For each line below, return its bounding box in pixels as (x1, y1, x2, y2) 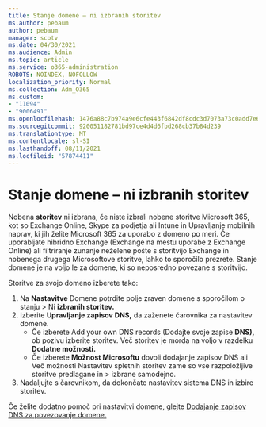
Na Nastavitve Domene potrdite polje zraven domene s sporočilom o (19, 294, 245, 303)
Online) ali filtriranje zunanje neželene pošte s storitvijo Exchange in (8, 246, 230, 256)
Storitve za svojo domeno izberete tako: (8, 279, 139, 288)
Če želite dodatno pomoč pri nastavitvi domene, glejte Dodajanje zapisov (8, 402, 247, 411)
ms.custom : (8, 93, 44, 101)
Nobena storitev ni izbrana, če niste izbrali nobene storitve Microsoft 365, (8, 212, 250, 222)
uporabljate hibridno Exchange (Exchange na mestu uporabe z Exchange (8, 237, 246, 247)
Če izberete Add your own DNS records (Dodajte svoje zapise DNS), (31, 327, 255, 337)
